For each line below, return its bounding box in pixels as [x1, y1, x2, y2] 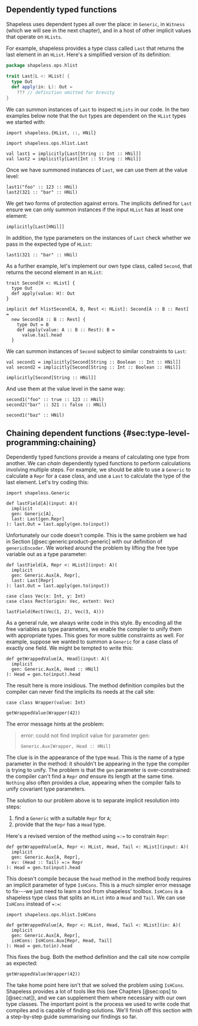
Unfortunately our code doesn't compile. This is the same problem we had [6, 531, 187, 539]
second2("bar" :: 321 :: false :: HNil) [6, 402, 108, 408]
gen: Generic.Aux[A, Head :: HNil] [11, 666, 99, 672]
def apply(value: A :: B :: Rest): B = [17, 327, 115, 333]
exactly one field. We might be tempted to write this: [6, 644, 134, 652]
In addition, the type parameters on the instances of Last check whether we [6, 234, 191, 242]
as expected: [6, 960, 38, 967]
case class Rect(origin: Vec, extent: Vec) [6, 598, 115, 604]
